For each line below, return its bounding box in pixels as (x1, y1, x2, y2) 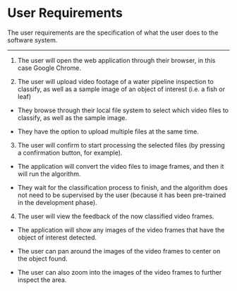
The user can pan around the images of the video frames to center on (17, 247, 221, 255)
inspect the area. (17, 275, 67, 284)
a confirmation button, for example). (17, 148, 123, 157)
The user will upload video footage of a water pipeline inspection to (17, 77, 214, 85)
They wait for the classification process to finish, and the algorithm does (17, 183, 228, 191)
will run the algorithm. (17, 170, 81, 178)
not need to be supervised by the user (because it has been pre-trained (17, 191, 226, 199)
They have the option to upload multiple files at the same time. (17, 127, 199, 136)
